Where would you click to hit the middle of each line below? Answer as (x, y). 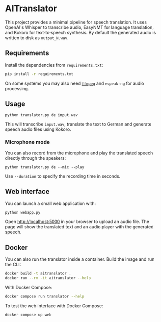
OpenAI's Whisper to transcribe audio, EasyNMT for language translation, (79, 27)
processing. (17, 88)
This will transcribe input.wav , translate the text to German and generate (78, 124)
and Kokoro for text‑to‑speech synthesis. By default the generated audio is (80, 32)
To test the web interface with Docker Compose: (54, 306)
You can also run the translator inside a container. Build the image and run (80, 259)
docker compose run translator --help (45, 296)
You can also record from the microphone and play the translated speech (79, 153)
